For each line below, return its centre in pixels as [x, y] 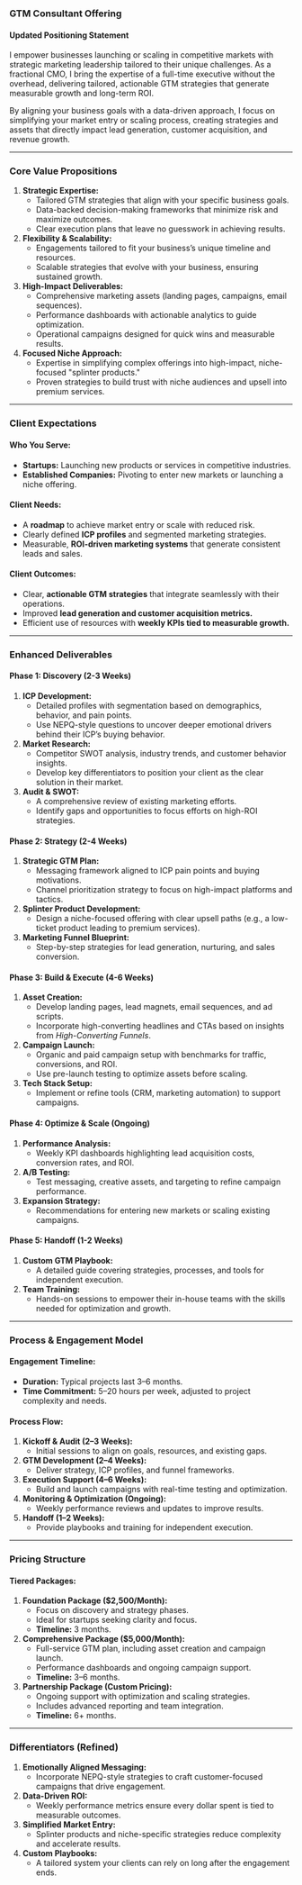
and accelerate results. [78, 1844]
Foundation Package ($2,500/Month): [95, 1600]
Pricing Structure [48, 1559]
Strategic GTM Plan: [61, 861]
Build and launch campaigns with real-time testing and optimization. [161, 1490]
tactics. [49, 900]
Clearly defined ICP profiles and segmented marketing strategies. [144, 534]
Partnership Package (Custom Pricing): [97, 1687]
